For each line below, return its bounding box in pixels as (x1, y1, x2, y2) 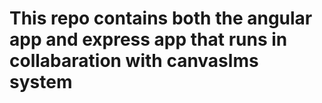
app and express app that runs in (9, 28, 288, 51)
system (9, 71, 73, 94)
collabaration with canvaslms (9, 50, 259, 72)
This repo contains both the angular (9, 7, 313, 30)
